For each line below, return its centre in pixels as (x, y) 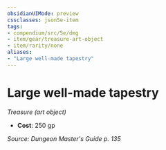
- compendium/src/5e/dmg (43, 33)
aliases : (20, 53)
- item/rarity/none (35, 46)
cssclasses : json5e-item (43, 20)
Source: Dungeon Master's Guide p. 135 (64, 138)
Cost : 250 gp (36, 125)
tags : (15, 26)
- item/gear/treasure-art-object (55, 39)
